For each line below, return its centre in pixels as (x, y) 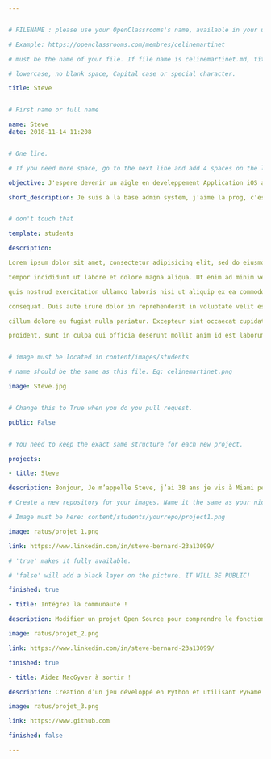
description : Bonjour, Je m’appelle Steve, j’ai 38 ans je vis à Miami (131, 488)
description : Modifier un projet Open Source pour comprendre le (120, 619)
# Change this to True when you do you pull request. (101, 408)
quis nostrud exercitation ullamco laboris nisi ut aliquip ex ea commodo (137, 291)
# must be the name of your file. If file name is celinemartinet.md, (129, 59)
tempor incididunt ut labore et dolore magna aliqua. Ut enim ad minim (131, 277)
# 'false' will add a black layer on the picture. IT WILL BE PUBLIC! (129, 575)
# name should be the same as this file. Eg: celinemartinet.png (120, 372)
